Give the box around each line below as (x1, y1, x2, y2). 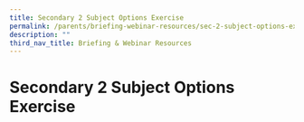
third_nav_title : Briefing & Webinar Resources (9, 38, 193, 48)
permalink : (9, 22, 51, 31)
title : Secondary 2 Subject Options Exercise (9, 13, 184, 23)
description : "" (9, 30, 71, 39)
